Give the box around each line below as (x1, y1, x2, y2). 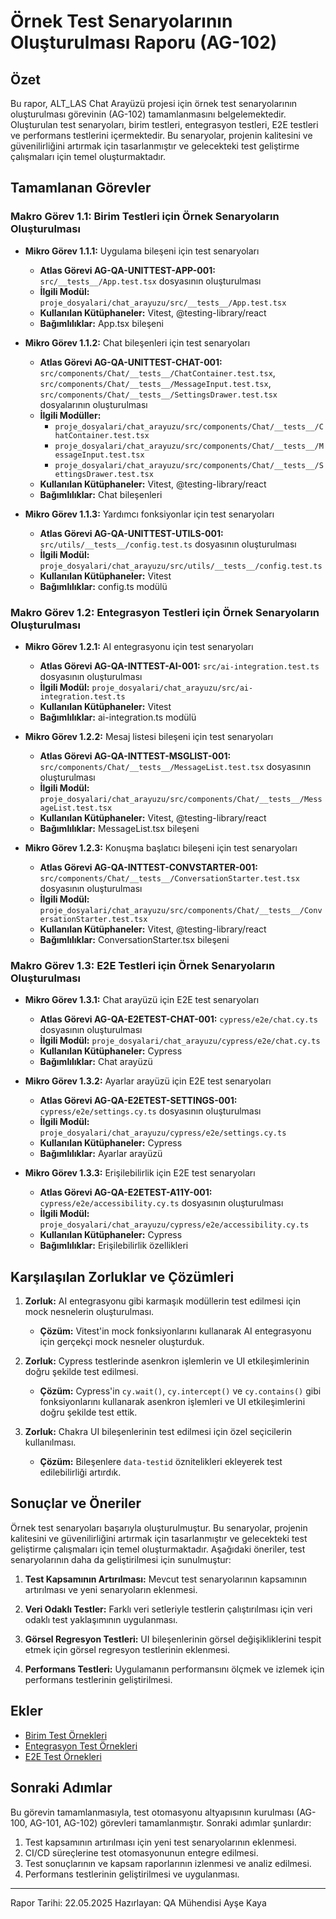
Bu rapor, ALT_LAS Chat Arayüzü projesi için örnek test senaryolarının (10, 98, 298, 109)
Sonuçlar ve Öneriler (10, 1495, 142, 1512)
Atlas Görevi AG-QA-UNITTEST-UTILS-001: (39, 527, 224, 539)
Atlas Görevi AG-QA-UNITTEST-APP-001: (39, 264, 216, 276)
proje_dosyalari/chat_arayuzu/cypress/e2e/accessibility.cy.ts (39, 1220, 310, 1230)
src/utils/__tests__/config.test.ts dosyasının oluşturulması (39, 538, 297, 550)
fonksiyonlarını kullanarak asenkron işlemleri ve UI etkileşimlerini (39, 1396, 306, 1408)
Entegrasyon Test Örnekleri (24, 1740, 138, 1752)
